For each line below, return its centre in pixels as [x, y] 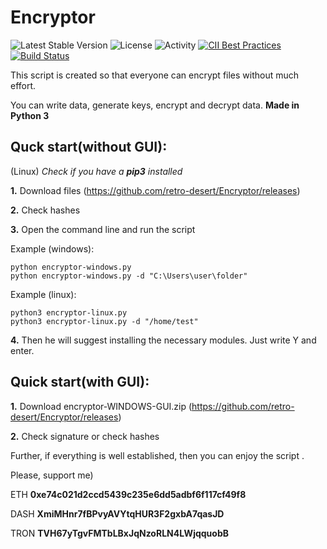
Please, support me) [52, 475]
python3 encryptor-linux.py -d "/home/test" [104, 321]
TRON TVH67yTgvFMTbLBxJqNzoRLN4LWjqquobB [119, 533]
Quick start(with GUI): [80, 382]
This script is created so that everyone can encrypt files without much [155, 75]
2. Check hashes [45, 210]
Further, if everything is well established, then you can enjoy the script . [157, 455]
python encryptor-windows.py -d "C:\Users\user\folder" [129, 276]
